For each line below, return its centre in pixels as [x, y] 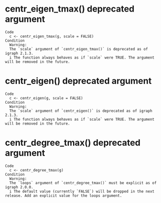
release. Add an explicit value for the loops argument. [64, 195]
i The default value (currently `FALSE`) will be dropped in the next [82, 191]
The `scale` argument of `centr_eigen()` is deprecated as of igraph [81, 111]
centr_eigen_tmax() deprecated [70, 9]
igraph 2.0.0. [19, 187]
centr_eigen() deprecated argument [78, 81]
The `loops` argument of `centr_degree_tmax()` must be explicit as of [83, 183]
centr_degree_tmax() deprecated [73, 143]
